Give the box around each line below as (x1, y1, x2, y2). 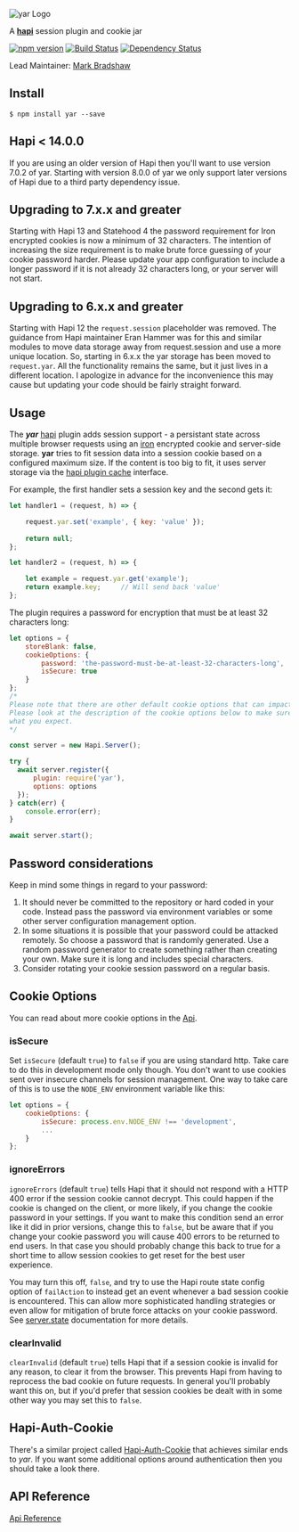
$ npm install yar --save (9, 110, 105, 119)
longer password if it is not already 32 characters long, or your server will (9, 264, 279, 274)
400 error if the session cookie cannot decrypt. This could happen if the (9, 1192, 274, 1203)
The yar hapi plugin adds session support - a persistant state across (9, 429, 261, 440)
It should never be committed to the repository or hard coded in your (21, 897, 274, 907)
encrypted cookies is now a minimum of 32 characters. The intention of (9, 235, 271, 246)
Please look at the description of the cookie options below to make (9, 709, 273, 717)
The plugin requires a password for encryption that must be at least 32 (9, 607, 269, 618)
